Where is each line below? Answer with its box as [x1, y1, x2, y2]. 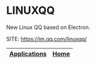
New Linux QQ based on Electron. [6, 24, 91, 31]
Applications [9, 50, 47, 58]
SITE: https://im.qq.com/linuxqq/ [6, 35, 88, 42]
